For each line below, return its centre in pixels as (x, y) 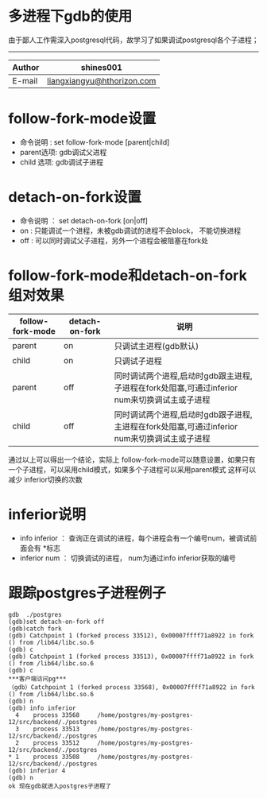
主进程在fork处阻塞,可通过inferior (176, 426)
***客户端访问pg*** (37, 679)
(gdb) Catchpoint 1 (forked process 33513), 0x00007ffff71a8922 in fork (131, 657)
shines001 (102, 67)
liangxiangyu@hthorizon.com (102, 80)
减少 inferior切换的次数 (45, 479)
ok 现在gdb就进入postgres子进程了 (60, 786)
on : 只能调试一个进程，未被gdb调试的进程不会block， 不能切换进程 (130, 230)
